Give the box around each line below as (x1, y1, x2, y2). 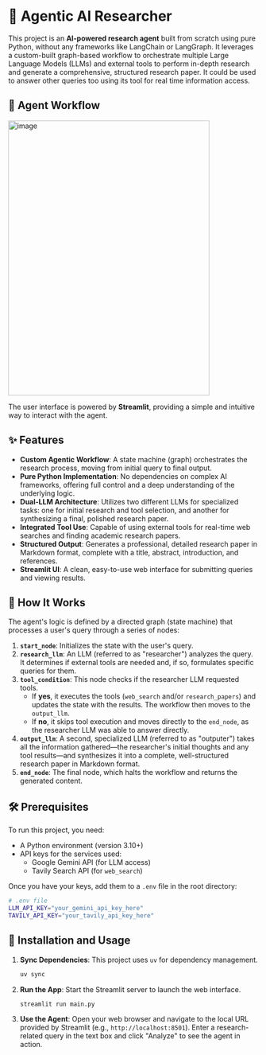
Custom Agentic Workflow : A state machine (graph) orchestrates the (19, 454, 248, 464)
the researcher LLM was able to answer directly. (31, 726, 190, 735)
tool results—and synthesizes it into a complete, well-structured (19, 751, 229, 761)
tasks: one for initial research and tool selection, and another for (19, 505, 229, 515)
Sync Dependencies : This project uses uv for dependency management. (19, 955, 258, 964)
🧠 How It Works (8, 596, 86, 609)
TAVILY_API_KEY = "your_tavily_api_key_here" (8, 911, 155, 920)
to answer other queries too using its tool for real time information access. (8, 76, 250, 85)
